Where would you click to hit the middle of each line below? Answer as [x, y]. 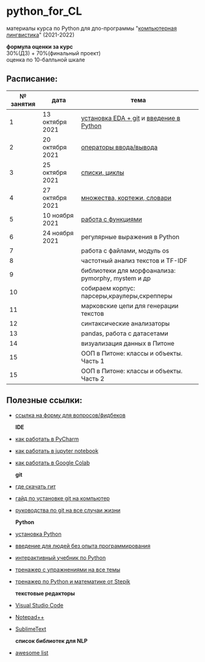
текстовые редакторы [45, 593]
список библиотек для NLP [51, 641]
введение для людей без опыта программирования [83, 546]
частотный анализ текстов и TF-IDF [134, 261]
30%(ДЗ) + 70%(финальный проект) [54, 53]
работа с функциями [111, 219]
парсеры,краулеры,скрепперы [127, 295]
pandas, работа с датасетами [125, 333]
